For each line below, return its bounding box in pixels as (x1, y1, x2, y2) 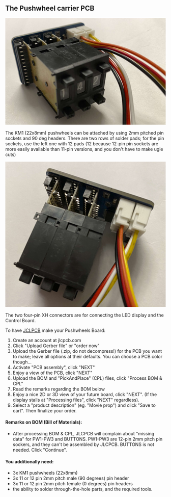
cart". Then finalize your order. (12, 407, 77, 413)
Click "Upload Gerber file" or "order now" (12, 343, 100, 349)
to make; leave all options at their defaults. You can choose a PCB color (12, 353, 163, 359)
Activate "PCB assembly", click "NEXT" (12, 364, 95, 370)
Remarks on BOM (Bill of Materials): (5, 419, 82, 425)
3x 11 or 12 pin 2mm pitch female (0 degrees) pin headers (12, 481, 133, 487)
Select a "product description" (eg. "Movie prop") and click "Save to (12, 402, 156, 408)
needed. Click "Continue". (12, 447, 67, 453)
